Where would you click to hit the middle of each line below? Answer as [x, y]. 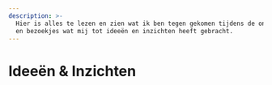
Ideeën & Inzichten [72, 71]
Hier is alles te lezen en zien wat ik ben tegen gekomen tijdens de [135, 23]
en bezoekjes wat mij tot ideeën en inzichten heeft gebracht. [124, 31]
